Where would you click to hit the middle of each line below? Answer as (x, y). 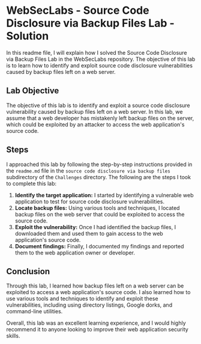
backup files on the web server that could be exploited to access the (100, 214)
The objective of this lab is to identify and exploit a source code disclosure (98, 105)
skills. (13, 336)
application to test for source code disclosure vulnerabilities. (90, 201)
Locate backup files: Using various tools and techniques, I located (97, 207)
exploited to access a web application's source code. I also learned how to (98, 292)
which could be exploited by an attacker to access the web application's (95, 124)
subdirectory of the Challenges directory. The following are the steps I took (98, 177)
